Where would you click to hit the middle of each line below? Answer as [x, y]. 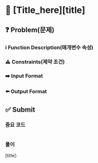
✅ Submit [20, 109]
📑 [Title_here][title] [45, 10]
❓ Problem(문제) [30, 30]
